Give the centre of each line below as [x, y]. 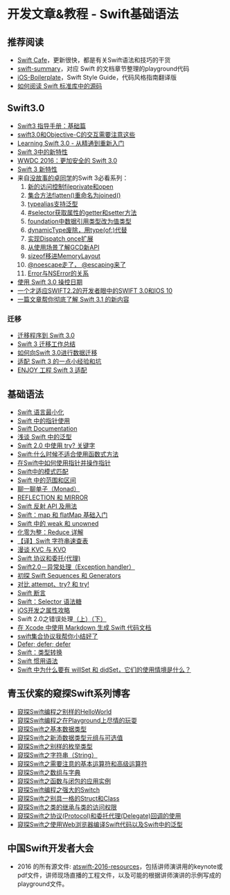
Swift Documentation [47, 428]
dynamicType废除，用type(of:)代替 [77, 230]
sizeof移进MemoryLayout [64, 256]
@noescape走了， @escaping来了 [77, 264]
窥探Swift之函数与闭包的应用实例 [64, 781]
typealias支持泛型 [53, 204]
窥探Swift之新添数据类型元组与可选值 [70, 738]
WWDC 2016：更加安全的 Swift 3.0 [67, 160]
